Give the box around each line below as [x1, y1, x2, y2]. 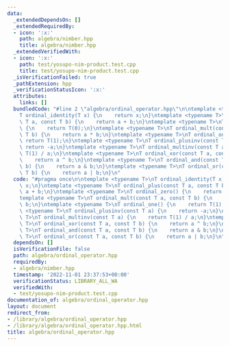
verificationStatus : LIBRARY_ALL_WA [13, 277, 118, 284]
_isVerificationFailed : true [13, 73, 97, 81]
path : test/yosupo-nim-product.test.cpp [19, 61, 136, 68]
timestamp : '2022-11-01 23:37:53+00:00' [13, 271, 130, 278]
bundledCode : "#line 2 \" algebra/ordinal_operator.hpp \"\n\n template [13, 106, 216, 112]
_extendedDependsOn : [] [13, 16, 81, 23]
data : [7, 10, 23, 17]
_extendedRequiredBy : [13, 23, 75, 29]
